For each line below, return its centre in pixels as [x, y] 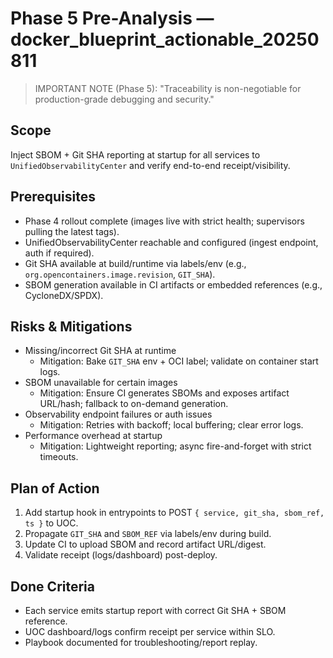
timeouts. [59, 457]
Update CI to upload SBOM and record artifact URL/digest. [145, 544]
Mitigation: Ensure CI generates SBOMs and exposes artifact [164, 393]
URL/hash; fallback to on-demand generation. [134, 404]
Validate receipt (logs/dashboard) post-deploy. [121, 555]
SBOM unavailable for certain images [101, 383]
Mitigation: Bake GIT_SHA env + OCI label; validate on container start [179, 361]
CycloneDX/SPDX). [64, 295]
